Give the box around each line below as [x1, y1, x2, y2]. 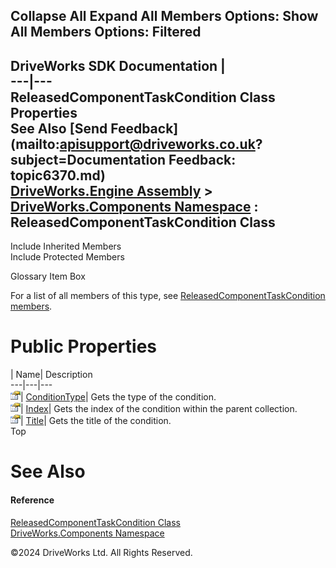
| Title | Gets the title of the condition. [20, 415, 172, 427]
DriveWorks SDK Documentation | [10, 57, 226, 74]
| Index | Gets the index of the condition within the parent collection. [20, 403, 298, 415]
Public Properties [10, 335, 158, 358]
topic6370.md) [10, 167, 106, 184]
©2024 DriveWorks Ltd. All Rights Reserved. [10, 546, 193, 558]
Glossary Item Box [10, 270, 86, 283]
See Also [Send [10, 120, 108, 137]
